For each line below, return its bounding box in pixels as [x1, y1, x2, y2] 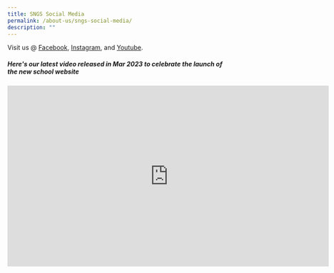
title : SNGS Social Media [7, 10, 84, 18]
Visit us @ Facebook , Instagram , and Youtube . [7, 44, 143, 52]
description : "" [7, 24, 56, 31]
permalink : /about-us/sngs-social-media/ [7, 17, 133, 24]
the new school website [7, 67, 80, 76]
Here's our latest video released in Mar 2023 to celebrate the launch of [7, 59, 223, 68]
